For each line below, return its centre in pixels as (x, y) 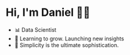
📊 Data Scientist (35, 29)
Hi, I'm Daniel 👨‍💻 (48, 13)
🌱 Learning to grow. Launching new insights (69, 38)
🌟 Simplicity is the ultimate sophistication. (67, 45)
